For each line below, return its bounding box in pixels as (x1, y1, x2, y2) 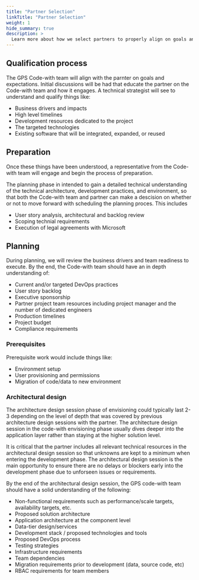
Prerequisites (6, 340, 46, 349)
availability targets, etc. (14, 504, 72, 512)
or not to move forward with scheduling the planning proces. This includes (6, 200, 188, 207)
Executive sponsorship (14, 294, 70, 301)
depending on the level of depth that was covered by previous (11, 413, 163, 420)
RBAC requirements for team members (14, 568, 110, 575)
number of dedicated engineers (14, 306, 92, 313)
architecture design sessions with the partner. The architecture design (6, 419, 178, 426)
